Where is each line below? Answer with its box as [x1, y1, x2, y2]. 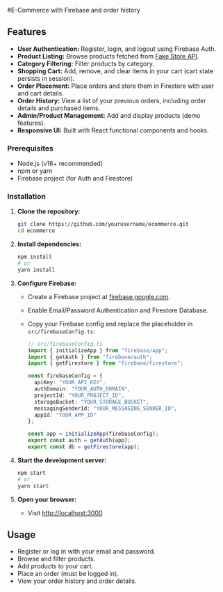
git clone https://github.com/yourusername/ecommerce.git [17, 221, 189, 228]
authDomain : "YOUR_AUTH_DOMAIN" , [33, 386, 131, 393]
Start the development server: [17, 456, 107, 464]
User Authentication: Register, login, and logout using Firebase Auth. [17, 45, 217, 53]
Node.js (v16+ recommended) [17, 160, 103, 168]
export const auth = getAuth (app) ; [27, 437, 131, 444]
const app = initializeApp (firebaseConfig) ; [27, 430, 159, 438]
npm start [17, 469, 47, 476]
